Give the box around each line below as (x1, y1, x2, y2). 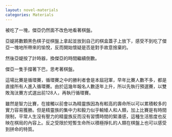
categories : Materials (5, 12, 54, 17)
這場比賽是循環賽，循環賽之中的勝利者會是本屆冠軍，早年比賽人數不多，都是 (5, 77, 167, 83)
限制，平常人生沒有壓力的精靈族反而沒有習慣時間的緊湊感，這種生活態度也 (5, 113, 162, 119)
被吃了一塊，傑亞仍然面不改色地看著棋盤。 (5, 27, 95, 33)
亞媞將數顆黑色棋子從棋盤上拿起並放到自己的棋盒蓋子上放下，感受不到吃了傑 (5, 38, 167, 44)
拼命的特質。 (9, 126, 37, 132)
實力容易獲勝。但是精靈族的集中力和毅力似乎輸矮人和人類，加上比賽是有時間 (5, 107, 167, 113)
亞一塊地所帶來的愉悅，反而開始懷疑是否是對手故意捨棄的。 (5, 44, 131, 50)
